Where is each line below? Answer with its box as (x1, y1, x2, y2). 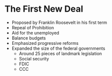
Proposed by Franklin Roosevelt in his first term (11, 19, 107, 25)
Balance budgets (11, 35, 46, 41)
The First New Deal (4, 3, 84, 15)
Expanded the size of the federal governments (11, 45, 106, 51)
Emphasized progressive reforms (11, 40, 79, 46)
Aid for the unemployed (11, 30, 60, 36)
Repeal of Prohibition (11, 24, 54, 30)
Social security (19, 56, 49, 61)
